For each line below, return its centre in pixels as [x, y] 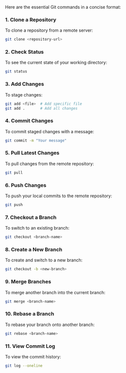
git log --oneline [24, 366]
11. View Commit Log [30, 346]
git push [14, 205]
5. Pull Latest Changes [32, 153]
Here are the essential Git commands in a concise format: [63, 7]
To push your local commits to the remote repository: [59, 196]
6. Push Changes [26, 185]
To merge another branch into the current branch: [55, 292]
